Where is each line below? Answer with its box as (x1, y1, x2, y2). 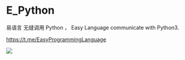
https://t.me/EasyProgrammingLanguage (6, 36, 106, 43)
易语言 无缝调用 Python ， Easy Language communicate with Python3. (6, 24, 180, 31)
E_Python (6, 4, 55, 17)
